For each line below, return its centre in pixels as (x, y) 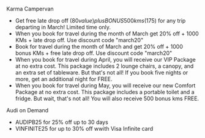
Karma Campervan (30, 9)
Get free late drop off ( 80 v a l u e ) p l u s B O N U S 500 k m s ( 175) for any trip (100, 20)
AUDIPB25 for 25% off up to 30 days (61, 122)
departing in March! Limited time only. (63, 27)
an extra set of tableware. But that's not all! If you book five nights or (102, 72)
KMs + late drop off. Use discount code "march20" (79, 40)
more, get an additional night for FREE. (64, 79)
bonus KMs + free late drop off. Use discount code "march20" (94, 53)
